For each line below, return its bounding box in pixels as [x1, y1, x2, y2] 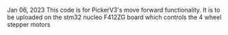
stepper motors [7, 21, 51, 28]
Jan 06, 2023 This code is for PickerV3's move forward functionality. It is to [7, 6, 220, 14]
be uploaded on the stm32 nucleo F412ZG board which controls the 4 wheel [7, 13, 222, 21]
